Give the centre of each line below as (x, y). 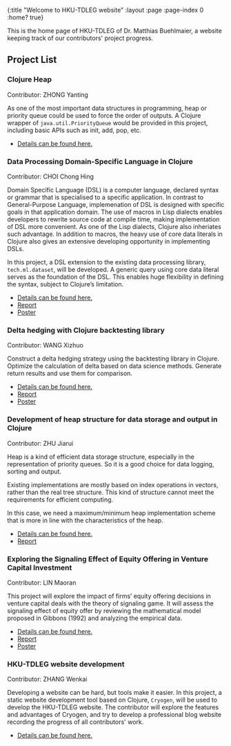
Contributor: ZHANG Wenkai (47, 679)
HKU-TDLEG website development (66, 664)
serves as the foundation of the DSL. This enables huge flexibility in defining (115, 277)
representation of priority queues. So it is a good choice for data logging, (111, 464)
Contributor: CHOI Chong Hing (51, 176)
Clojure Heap (30, 80)
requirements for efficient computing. (60, 499)
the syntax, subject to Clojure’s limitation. (66, 284)
